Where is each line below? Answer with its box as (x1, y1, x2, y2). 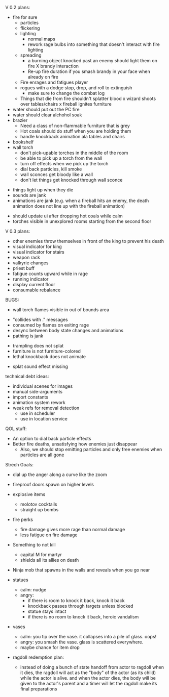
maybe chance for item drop (20, 644, 80, 650)
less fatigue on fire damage (20, 532, 78, 538)
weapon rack (12, 255, 41, 260)
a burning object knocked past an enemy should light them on (27, 58, 157, 63)
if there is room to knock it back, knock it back (27, 598, 125, 604)
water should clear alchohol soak (12, 112, 82, 118)
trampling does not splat (12, 343, 64, 348)
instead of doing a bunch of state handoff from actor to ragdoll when (20, 664, 164, 670)
